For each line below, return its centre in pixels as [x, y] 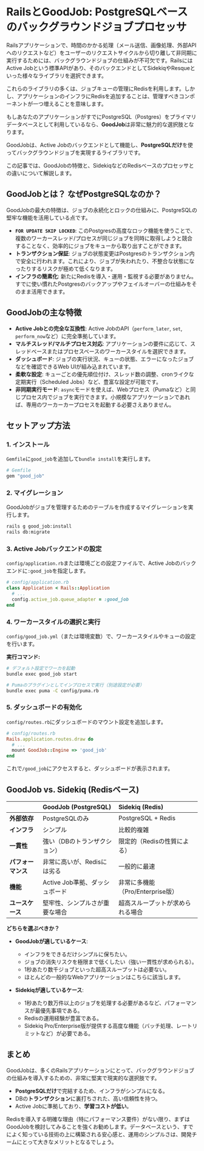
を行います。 [22, 644]
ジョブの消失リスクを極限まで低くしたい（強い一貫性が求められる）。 [110, 962]
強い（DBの [59, 841]
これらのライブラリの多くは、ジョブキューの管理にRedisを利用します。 [95, 88]
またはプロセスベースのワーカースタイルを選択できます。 [118, 351]
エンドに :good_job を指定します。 [48, 571]
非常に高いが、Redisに [75, 862]
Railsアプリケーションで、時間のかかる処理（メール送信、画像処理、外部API [101, 45]
